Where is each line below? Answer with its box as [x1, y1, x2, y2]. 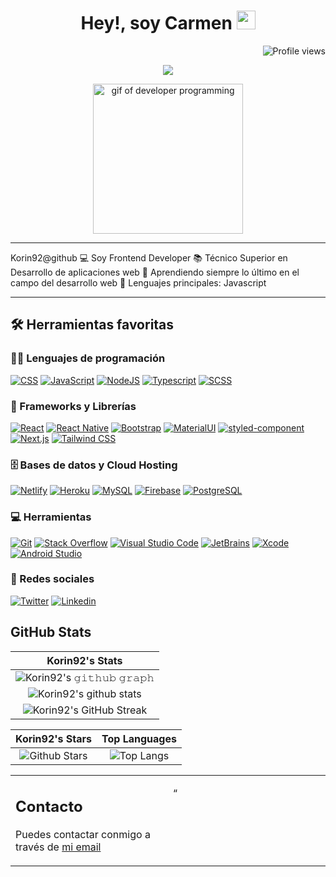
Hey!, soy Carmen [80, 12, 233, 35]
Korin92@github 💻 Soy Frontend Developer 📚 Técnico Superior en [10, 251, 288, 264]
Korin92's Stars [15, 731, 92, 745]
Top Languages [101, 731, 177, 745]
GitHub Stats [10, 624, 92, 641]
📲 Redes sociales [10, 572, 95, 586]
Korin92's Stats [46, 653, 123, 667]
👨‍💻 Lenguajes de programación [10, 351, 166, 365]
